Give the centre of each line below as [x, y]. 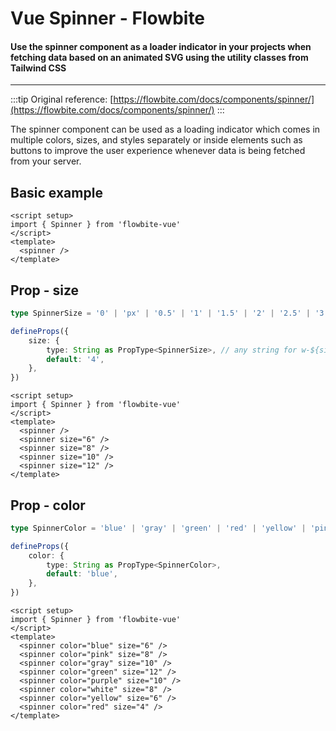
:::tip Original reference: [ [62, 99]
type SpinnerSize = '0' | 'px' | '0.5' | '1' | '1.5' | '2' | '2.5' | [160, 313]
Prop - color [48, 505]
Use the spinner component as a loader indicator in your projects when [161, 46]
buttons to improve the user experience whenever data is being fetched [158, 151]
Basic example [56, 192]
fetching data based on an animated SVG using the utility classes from [159, 57]
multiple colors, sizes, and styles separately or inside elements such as [156, 140]
